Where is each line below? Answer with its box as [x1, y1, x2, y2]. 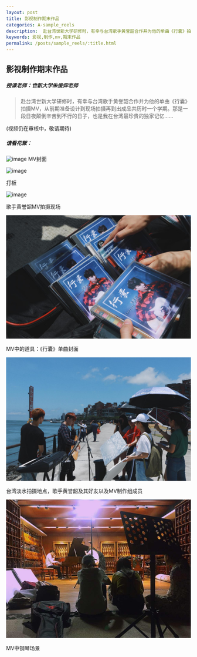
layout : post [6, 9, 38, 15]
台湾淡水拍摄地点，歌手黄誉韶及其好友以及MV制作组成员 [6, 487, 143, 494]
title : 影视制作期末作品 [6, 15, 60, 22]
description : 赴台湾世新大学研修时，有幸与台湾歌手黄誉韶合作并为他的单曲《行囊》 [6, 28, 187, 34]
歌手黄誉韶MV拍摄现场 [6, 203, 61, 210]
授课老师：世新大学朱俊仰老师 [6, 82, 78, 89]
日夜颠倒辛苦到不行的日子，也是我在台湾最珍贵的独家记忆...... [25, 112, 174, 120]
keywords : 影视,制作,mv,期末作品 [6, 34, 81, 41]
